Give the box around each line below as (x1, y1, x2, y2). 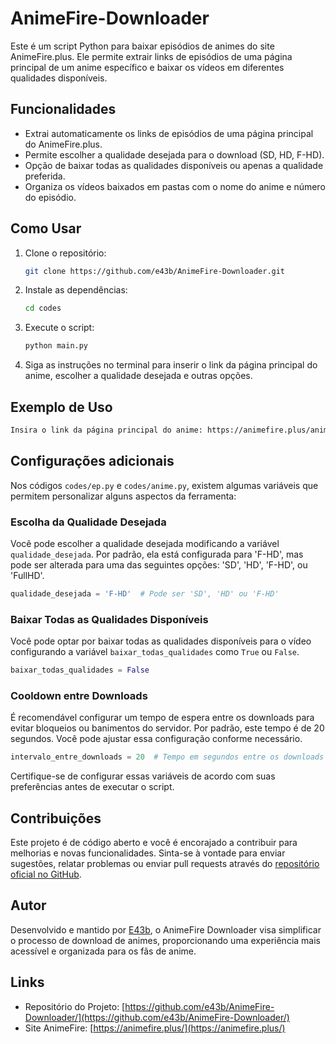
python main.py (24, 341, 89, 351)
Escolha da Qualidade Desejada (10, 515, 167, 529)
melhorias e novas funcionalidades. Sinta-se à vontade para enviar (10, 847, 286, 859)
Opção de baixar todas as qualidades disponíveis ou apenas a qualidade (24, 159, 324, 171)
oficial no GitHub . (10, 868, 82, 881)
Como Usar (10, 220, 82, 237)
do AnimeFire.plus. (24, 138, 103, 150)
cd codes (24, 303, 62, 314)
